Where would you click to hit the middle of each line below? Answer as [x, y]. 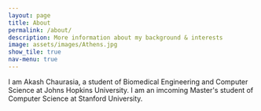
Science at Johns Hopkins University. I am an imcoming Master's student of [131, 90]
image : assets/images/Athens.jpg [63, 45]
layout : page [29, 15]
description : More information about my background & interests [116, 37]
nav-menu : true [33, 60]
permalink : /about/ [40, 30]
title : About [29, 23]
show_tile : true [35, 52]
